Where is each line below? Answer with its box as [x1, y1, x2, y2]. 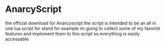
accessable [5, 36, 29, 42]
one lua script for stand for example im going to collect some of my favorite [5, 25, 160, 31]
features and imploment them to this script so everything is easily [5, 30, 140, 36]
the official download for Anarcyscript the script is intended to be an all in [5, 20, 156, 26]
